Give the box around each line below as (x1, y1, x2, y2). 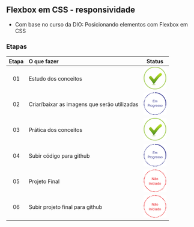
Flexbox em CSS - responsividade (6, 5, 136, 15)
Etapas (6, 42, 27, 51)
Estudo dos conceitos (28, 75, 82, 82)
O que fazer (28, 57, 59, 65)
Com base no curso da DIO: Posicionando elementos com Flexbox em (14, 20, 188, 28)
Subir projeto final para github (28, 204, 103, 211)
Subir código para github (28, 152, 90, 159)
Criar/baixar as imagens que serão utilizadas (28, 101, 139, 108)
